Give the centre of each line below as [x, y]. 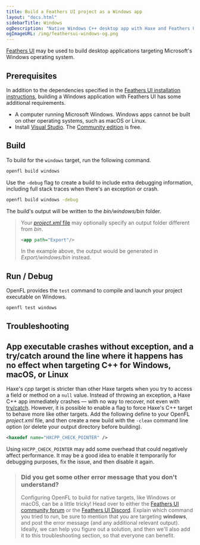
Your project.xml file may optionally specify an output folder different [105, 222]
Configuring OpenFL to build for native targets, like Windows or [98, 497]
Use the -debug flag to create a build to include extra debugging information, [100, 182]
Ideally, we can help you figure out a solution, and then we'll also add [105, 529]
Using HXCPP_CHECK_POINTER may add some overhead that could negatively [97, 449]
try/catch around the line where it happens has [95, 356]
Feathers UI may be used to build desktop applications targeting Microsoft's [99, 51]
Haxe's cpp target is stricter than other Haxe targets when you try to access [99, 389]
